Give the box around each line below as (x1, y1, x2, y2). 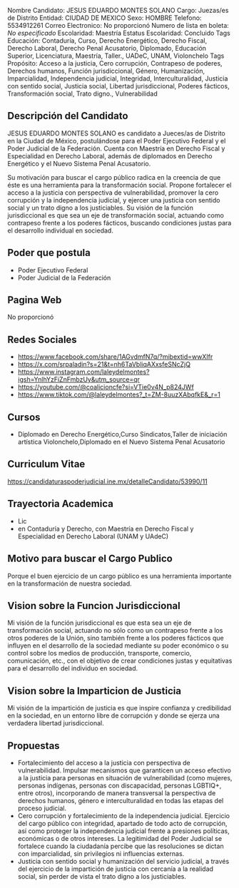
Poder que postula (7, 247, 91, 259)
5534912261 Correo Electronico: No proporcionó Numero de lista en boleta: (7, 21, 230, 29)
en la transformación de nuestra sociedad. (7, 579, 132, 588)
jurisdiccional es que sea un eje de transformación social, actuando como (7, 210, 225, 220)
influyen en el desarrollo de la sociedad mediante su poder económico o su (7, 641, 229, 650)
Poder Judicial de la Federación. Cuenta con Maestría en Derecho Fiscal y (7, 144, 225, 153)
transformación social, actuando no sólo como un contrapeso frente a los (7, 626, 223, 635)
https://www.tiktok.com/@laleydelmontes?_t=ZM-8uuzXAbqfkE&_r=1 (17, 390, 221, 399)
